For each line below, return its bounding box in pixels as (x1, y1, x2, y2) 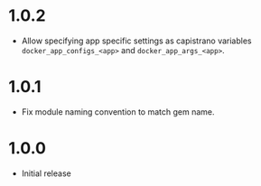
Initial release (21, 168, 71, 179)
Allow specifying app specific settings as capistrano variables (21, 35, 252, 46)
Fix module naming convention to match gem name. (21, 106, 215, 117)
